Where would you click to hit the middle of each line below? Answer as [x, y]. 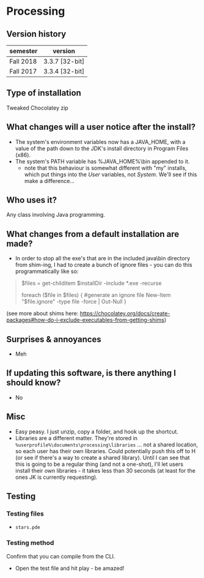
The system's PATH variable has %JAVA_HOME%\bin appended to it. [102, 161]
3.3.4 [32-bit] [64, 71]
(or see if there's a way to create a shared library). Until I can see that [103, 457]
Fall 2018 [23, 61]
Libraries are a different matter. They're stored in [76, 438]
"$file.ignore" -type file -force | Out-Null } [74, 302]
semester [24, 51]
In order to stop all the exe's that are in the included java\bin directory [103, 258]
